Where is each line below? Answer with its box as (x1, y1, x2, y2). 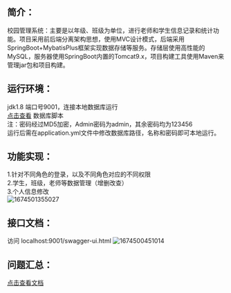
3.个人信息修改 (7, 187, 50, 196)
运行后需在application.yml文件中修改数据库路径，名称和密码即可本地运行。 (7, 129, 220, 137)
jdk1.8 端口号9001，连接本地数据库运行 (7, 102, 118, 111)
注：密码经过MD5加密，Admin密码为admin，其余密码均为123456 (7, 120, 193, 128)
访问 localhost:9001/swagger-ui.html (7, 237, 112, 245)
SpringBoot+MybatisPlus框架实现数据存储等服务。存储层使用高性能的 (7, 44, 205, 52)
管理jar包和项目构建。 (7, 61, 69, 69)
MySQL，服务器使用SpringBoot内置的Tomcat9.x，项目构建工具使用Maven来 (7, 52, 225, 60)
